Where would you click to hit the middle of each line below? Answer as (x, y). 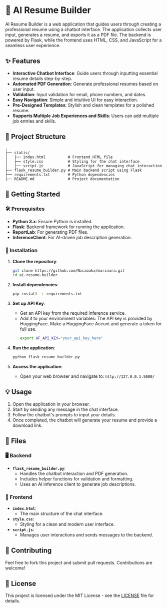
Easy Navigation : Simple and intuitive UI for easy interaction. (75, 100)
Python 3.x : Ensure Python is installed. (52, 222)
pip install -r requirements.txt (47, 294)
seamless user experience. (33, 45)
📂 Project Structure (35, 137)
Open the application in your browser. (51, 404)
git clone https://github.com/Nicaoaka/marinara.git (68, 270)
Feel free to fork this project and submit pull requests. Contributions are (79, 562)
